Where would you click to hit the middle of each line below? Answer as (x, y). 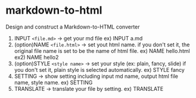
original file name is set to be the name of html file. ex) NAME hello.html (102, 50)
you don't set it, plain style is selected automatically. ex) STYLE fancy (99, 69)
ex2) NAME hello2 (36, 57)
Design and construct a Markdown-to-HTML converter (73, 27)
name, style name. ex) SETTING (53, 82)
